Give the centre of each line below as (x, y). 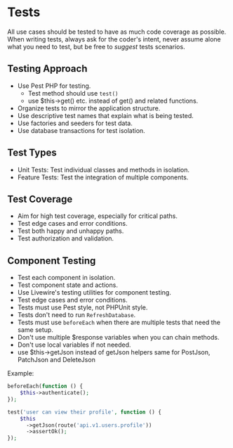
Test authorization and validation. (66, 238)
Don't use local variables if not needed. (74, 345)
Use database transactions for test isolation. (81, 130)
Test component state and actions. (67, 285)
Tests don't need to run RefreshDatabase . (76, 315)
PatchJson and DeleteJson (56, 360)
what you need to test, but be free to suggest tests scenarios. (96, 46)
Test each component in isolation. (66, 278)
